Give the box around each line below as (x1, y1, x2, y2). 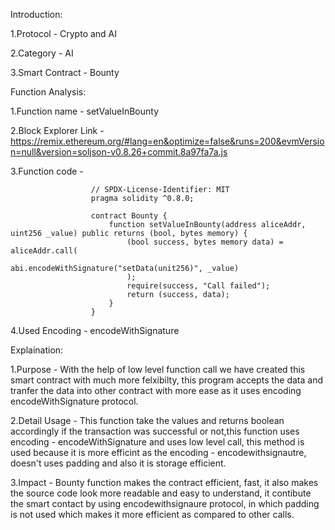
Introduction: (10, 9, 63, 20)
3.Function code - (10, 165, 84, 177)
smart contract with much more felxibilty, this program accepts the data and (10, 374, 324, 386)
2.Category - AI (10, 47, 74, 59)
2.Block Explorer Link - (10, 125, 105, 136)
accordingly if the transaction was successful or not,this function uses (10, 425, 300, 437)
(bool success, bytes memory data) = (126, 237, 284, 247)
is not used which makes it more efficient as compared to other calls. (10, 509, 295, 520)
